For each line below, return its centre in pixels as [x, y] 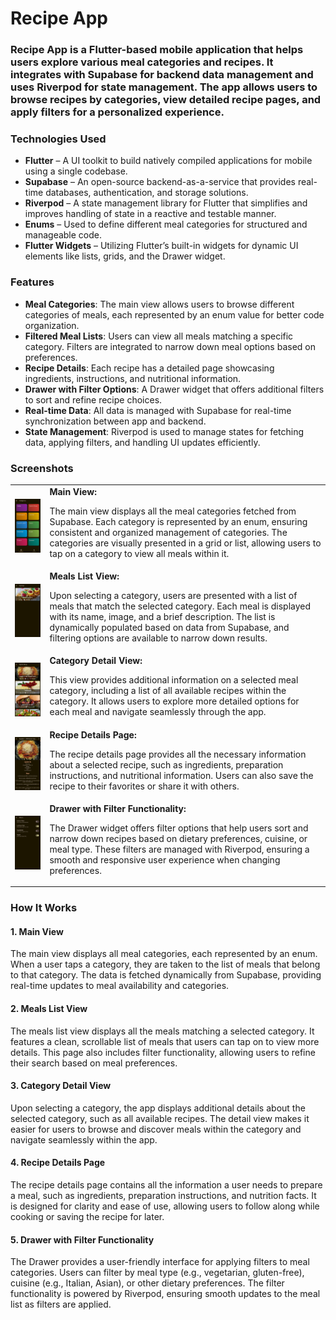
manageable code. [63, 235]
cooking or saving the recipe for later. [87, 1216]
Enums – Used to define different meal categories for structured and [166, 224]
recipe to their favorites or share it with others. [144, 786]
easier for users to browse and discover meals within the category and [156, 1129]
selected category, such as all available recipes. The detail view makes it [160, 1118]
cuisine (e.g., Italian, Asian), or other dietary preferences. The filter [147, 1283]
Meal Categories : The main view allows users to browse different [159, 304]
